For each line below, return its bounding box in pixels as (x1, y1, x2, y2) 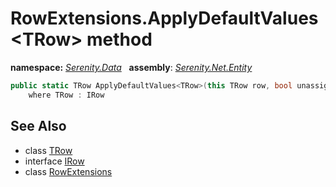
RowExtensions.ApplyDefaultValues (10, 7, 319, 30)
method (86, 28, 153, 51)
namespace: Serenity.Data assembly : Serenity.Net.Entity (10, 61, 253, 73)
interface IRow (24, 155, 85, 167)
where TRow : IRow (28, 90, 105, 100)
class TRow (24, 144, 73, 156)
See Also (10, 118, 67, 135)
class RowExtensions (24, 165, 113, 177)
